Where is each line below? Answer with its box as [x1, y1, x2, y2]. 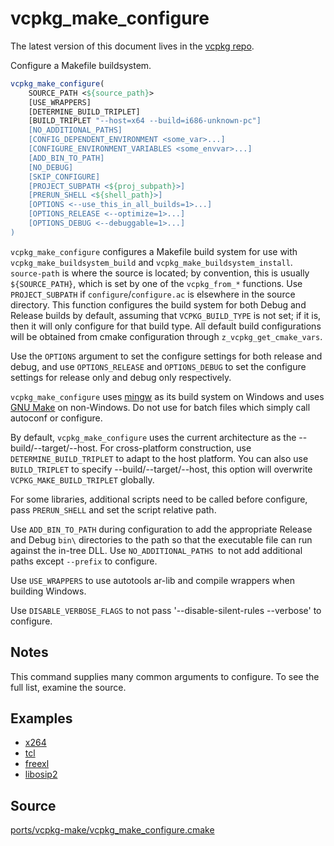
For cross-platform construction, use [99, 442, 252, 454]
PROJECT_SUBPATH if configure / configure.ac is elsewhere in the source [10, 288, 296, 300]
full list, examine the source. [10, 681, 127, 693]
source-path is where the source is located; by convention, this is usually [10, 267, 310, 279]
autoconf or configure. [10, 412, 103, 424]
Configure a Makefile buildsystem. [10, 59, 152, 71]
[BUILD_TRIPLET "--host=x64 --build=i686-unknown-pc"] [28, 116, 262, 126]
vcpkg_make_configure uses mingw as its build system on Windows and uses [10, 390, 325, 402]
